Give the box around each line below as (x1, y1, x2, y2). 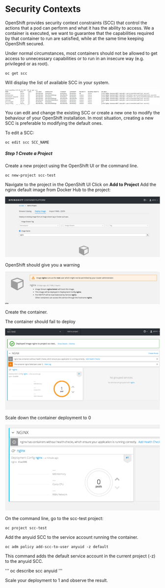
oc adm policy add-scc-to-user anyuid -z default (5, 545, 109, 550)
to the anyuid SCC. (5, 558, 43, 564)
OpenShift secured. (5, 40, 45, 46)
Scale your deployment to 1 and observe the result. (5, 578, 108, 584)
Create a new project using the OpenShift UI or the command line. (5, 163, 138, 169)
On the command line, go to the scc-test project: (5, 516, 104, 521)
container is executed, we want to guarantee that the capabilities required (5, 30, 154, 36)
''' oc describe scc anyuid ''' (5, 568, 63, 574)
